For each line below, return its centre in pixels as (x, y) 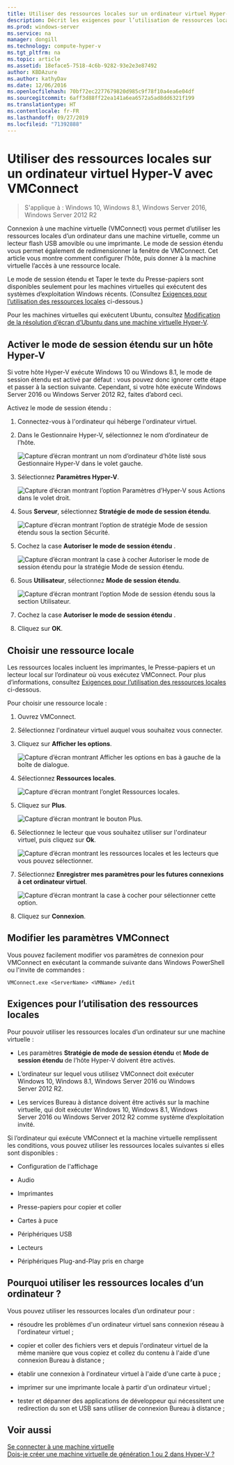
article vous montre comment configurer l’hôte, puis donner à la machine (112, 258)
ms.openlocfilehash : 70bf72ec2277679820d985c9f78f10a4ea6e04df (101, 92)
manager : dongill (32, 40)
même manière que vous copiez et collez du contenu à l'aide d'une (114, 1353)
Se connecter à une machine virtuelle (61, 1447)
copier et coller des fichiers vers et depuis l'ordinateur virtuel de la (113, 1345)
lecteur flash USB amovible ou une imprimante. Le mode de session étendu (115, 243)
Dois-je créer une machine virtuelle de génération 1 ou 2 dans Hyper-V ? (111, 1455)
